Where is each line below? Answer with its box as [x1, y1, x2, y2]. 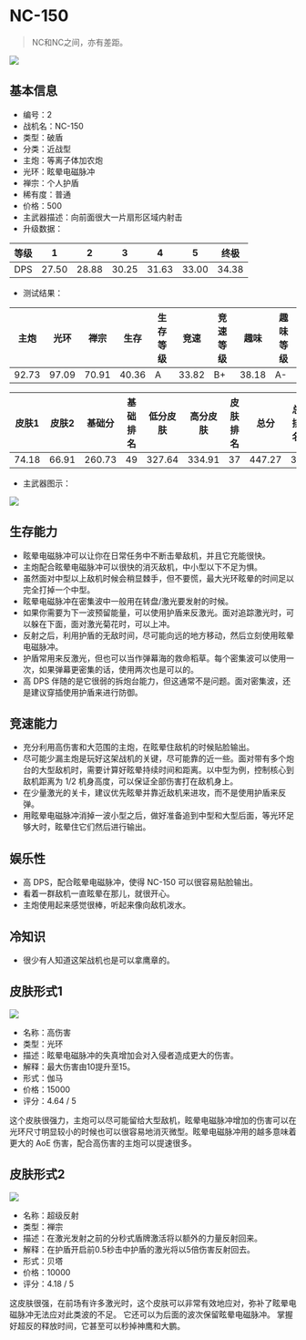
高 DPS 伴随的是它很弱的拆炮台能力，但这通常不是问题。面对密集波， [22, 675, 283, 686]
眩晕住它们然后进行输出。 [54, 821, 151, 832]
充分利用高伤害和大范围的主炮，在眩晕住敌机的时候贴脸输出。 [22, 742, 255, 753]
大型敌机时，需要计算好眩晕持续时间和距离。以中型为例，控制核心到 [38, 765, 294, 776]
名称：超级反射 [22, 1210, 79, 1221]
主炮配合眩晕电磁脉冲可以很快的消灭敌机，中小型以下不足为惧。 [22, 562, 262, 572]
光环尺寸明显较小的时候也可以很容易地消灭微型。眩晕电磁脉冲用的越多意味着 [9, 1126, 297, 1137]
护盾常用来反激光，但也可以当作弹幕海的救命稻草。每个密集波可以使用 [22, 653, 287, 664]
